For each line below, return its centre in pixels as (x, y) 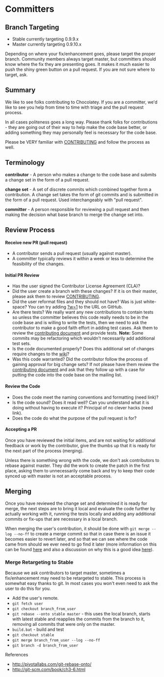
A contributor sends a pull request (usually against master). (72, 253)
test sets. (21, 343)
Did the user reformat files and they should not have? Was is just (77, 302)
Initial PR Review (22, 275)
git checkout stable (33, 635)
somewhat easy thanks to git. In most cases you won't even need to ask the (82, 583)
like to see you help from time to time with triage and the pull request (74, 107)
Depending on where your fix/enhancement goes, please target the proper (80, 54)
